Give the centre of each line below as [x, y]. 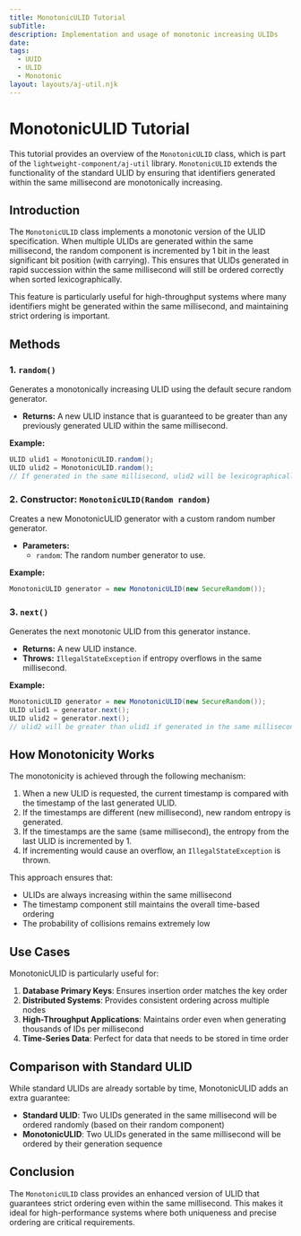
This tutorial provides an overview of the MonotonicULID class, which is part [147, 153]
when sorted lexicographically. [66, 280]
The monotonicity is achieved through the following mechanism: [128, 776]
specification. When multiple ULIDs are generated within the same [131, 241]
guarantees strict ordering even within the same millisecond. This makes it [146, 1203]
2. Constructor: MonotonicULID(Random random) [110, 499]
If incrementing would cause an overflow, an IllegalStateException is [151, 851]
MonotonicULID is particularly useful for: [84, 973]
